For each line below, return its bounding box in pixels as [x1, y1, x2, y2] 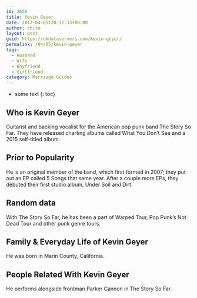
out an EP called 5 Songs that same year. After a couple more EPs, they [6, 174, 179, 181]
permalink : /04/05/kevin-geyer [6, 42, 83, 48]
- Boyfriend [11, 63, 41, 69]
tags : [6, 47, 19, 53]
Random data [6, 198, 56, 208]
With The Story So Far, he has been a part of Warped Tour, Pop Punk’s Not [6, 213, 186, 221]
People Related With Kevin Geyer [6, 269, 129, 280]
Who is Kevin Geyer [6, 107, 80, 118]
